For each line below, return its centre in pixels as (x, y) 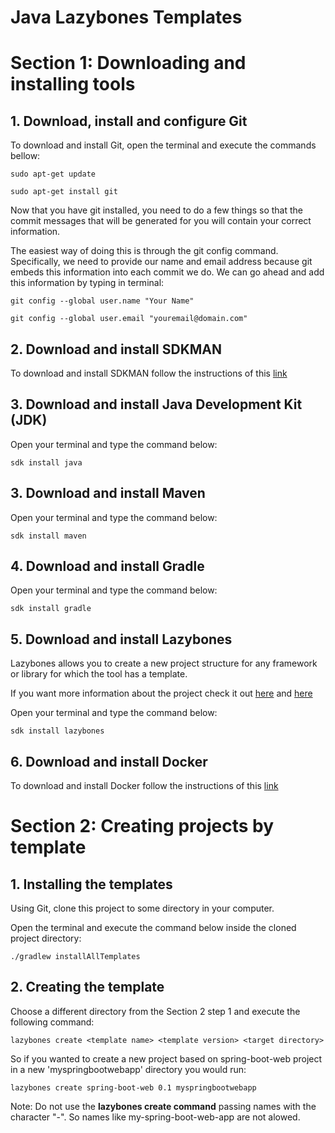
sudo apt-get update (53, 174)
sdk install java (46, 462)
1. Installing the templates (91, 884)
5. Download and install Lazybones (121, 639)
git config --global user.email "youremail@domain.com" (129, 319)
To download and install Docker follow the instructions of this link (144, 786)
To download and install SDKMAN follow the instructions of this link (149, 373)
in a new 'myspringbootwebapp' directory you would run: (128, 1069)
